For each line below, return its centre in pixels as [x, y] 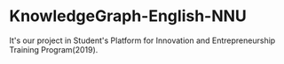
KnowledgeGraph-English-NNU [128, 16]
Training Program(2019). [54, 49]
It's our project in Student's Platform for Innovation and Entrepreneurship [142, 40]
